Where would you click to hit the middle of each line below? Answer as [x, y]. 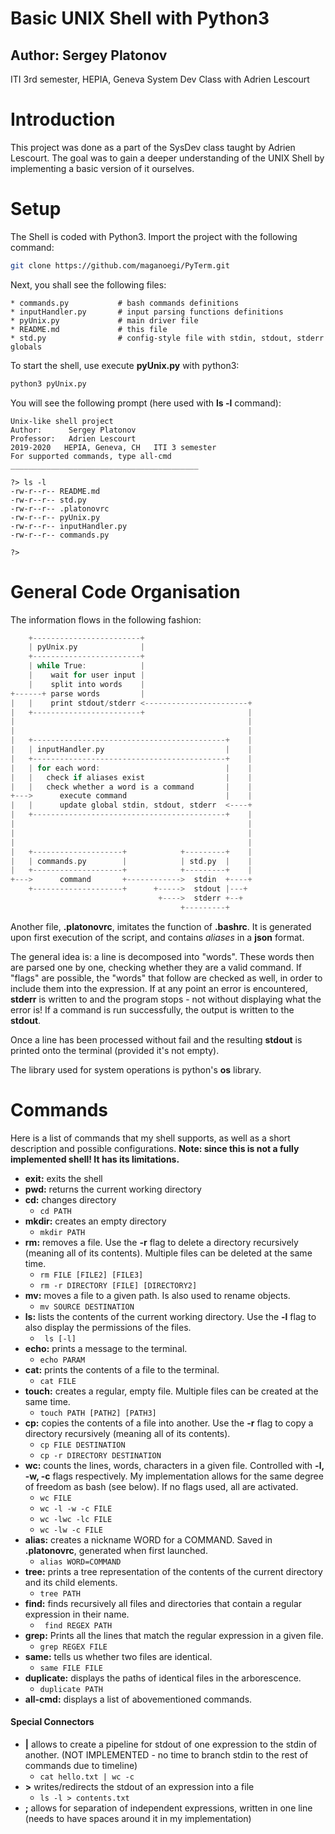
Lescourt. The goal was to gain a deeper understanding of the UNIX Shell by [167, 158]
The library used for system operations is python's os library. [136, 1069]
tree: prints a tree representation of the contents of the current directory [173, 1571]
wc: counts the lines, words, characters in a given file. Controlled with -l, [174, 1465]
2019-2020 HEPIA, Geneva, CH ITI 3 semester [113, 447]
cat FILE [58, 1381]
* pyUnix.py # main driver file [104, 320]
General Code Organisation [125, 591]
